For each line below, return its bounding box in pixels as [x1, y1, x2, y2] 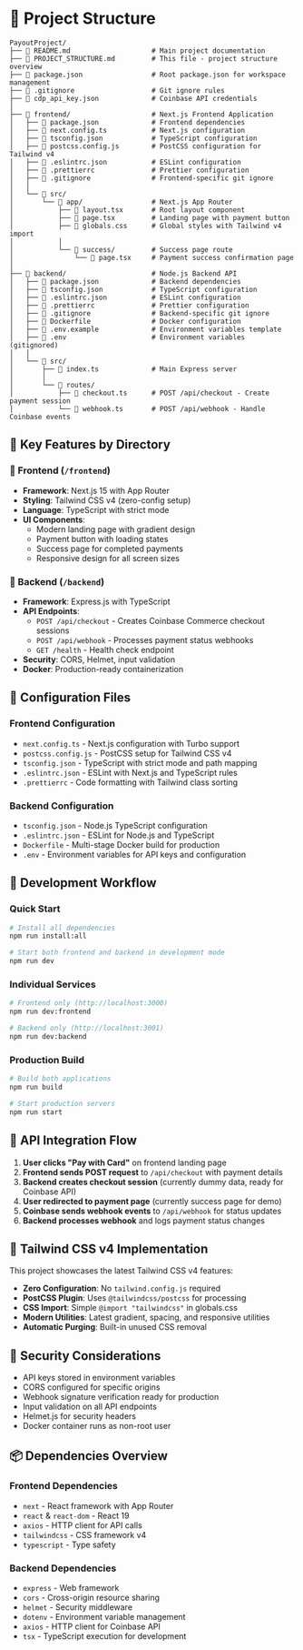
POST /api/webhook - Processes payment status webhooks [35, 634, 254, 645]
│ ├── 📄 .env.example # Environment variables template [9, 325, 282, 334]
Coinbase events [9, 412, 71, 421]
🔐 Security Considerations [9, 1348, 161, 1363]
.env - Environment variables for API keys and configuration [22, 849, 247, 860]
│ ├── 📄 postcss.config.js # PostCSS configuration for [9, 141, 261, 151]
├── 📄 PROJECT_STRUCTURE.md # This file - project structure [9, 54, 279, 63]
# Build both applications [9, 1074, 112, 1083]
